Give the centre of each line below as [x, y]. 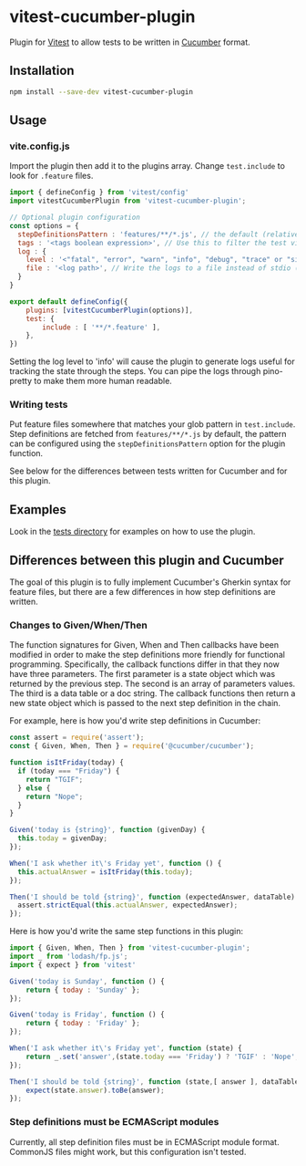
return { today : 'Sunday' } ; [83, 990]
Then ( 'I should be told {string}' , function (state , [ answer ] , [134, 1082]
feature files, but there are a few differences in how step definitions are [143, 592]
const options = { [44, 225]
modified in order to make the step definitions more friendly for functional [147, 655]
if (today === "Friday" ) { [69, 771]
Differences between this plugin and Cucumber [147, 560]
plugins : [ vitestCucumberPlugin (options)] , [110, 310]
